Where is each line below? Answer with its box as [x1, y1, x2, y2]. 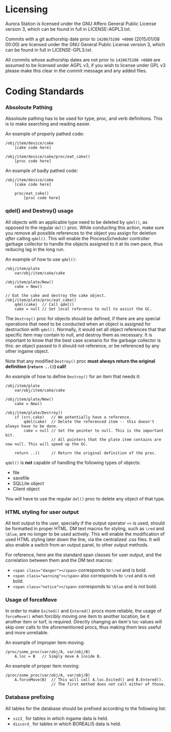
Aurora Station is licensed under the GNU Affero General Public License [5, 20, 157, 27]
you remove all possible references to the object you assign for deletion [5, 229, 157, 236]
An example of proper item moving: [5, 663, 80, 669]
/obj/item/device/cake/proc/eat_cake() [5, 154, 91, 159]
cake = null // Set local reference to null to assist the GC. [14, 306, 153, 311]
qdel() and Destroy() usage [5, 207, 74, 215]
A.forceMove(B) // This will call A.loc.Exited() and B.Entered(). [14, 677, 164, 682]
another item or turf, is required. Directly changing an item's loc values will [5, 619, 162, 625]
